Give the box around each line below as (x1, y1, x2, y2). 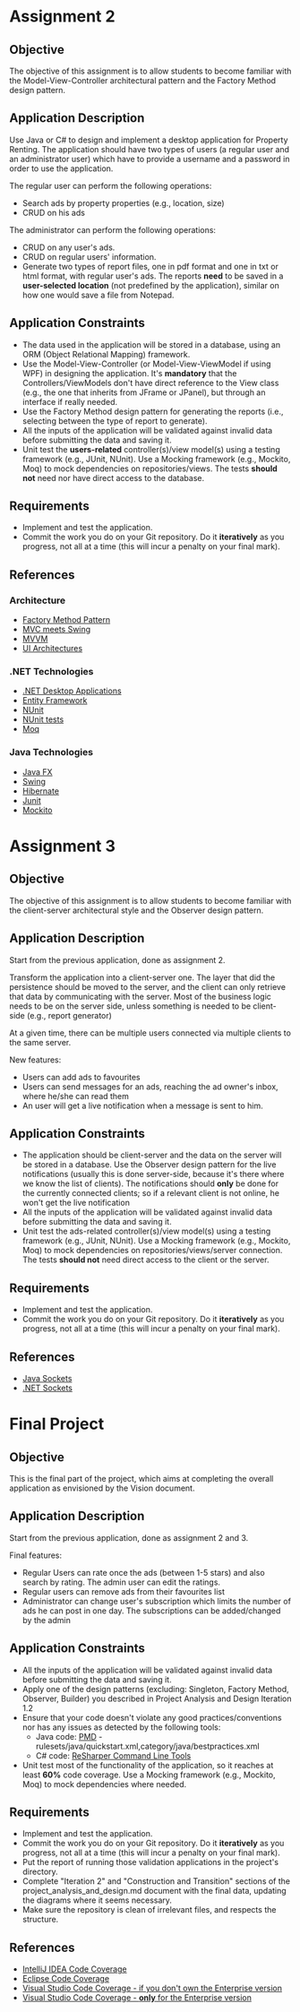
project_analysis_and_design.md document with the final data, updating (21, 1886, 287, 1896)
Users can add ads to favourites (21, 1071, 141, 1082)
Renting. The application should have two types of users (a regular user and (9, 143, 289, 154)
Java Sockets (21, 1372, 73, 1383)
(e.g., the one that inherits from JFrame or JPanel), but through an (21, 387, 266, 398)
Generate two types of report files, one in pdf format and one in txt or (21, 261, 279, 271)
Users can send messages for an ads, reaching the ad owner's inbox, (21, 1081, 279, 1092)
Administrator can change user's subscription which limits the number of (21, 1595, 291, 1606)
